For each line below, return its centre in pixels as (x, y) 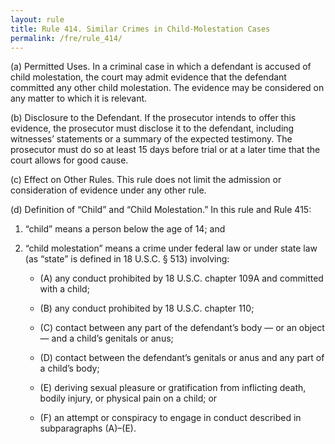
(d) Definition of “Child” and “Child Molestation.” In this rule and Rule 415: (161, 210)
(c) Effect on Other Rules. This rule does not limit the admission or (146, 180)
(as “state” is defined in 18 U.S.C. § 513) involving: (127, 259)
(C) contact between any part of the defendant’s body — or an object (182, 328)
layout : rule (37, 19)
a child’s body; (69, 368)
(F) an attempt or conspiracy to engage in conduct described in (170, 418)
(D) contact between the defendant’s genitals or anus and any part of (182, 358)
